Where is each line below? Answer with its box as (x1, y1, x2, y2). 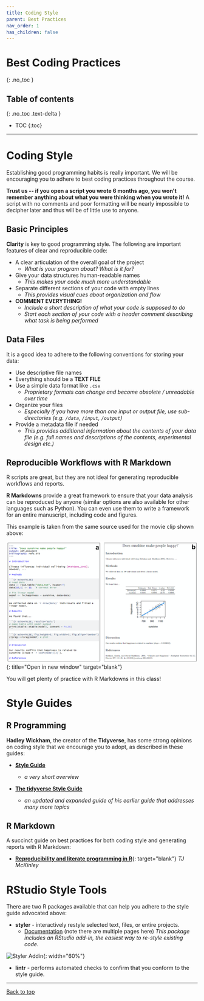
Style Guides (6, 696, 73, 710)
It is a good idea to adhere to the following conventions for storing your (6, 351, 184, 358)
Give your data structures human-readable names (15, 271, 140, 279)
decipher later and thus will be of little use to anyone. (6, 206, 139, 214)
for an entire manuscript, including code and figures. (6, 511, 138, 518)
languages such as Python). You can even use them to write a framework (6, 505, 189, 512)
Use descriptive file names (15, 369, 82, 376)
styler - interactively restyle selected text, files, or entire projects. (15, 921, 180, 929)
